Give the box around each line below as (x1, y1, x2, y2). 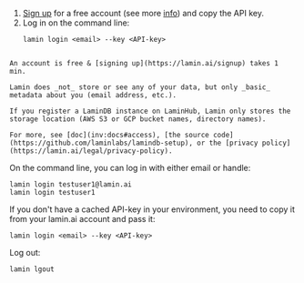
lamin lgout (9, 265, 55, 274)
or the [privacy (197, 138, 258, 147)
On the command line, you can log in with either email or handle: (9, 163, 251, 173)
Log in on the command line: (22, 17, 130, 28)
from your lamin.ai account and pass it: (9, 214, 156, 224)
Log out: (9, 248, 41, 258)
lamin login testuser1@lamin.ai (9, 180, 132, 189)
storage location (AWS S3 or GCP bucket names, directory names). (9, 115, 267, 124)
